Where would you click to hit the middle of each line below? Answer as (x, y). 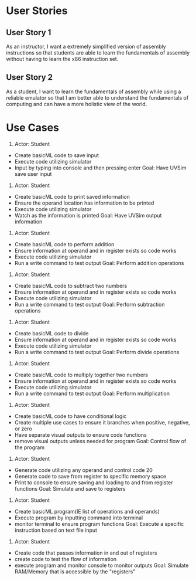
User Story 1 (29, 33)
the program (30, 447)
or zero (23, 429)
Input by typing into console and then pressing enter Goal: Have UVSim (100, 168)
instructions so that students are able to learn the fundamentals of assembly (98, 53)
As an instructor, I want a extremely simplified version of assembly (86, 46)
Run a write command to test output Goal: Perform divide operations (97, 352)
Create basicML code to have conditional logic (71, 416)
